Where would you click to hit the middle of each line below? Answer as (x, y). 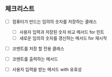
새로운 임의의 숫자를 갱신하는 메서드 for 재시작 (63, 38)
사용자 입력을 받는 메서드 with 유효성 (47, 70)
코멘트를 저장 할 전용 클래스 (38, 49)
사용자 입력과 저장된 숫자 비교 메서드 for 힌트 (62, 32)
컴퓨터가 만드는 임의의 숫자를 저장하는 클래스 (55, 22)
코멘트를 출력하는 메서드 (35, 59)
